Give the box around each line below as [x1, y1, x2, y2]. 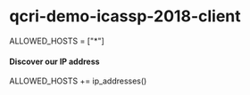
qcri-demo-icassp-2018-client [9, 6, 241, 27]
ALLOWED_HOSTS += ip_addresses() [9, 75, 147, 86]
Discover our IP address [9, 56, 100, 67]
